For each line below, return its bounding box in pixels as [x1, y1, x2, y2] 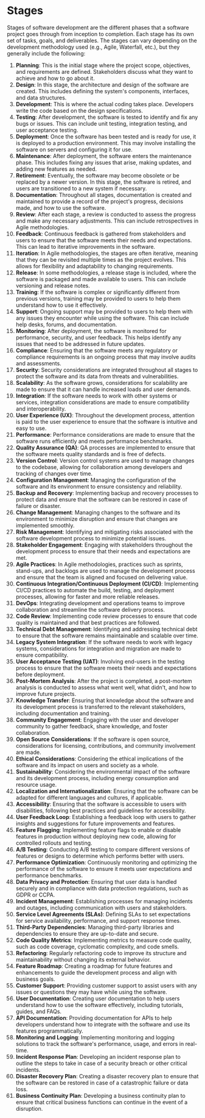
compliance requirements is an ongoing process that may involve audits [15, 353, 196, 360]
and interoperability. [15, 405, 66, 412]
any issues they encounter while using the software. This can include [15, 314, 189, 321]
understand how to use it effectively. [15, 301, 108, 309]
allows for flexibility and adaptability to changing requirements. [15, 262, 174, 270]
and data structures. [15, 94, 67, 101]
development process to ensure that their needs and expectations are [15, 547, 191, 555]
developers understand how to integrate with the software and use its [15, 1020, 190, 1028]
